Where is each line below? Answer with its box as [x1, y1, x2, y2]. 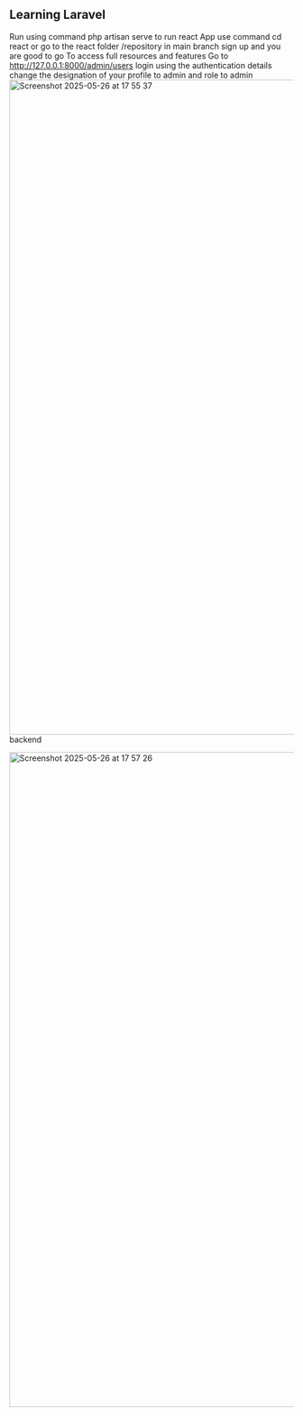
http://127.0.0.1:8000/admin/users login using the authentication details [9, 60, 272, 70]
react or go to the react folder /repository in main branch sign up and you [9, 41, 281, 51]
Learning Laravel [9, 7, 106, 23]
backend [9, 734, 42, 745]
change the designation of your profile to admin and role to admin [9, 69, 253, 80]
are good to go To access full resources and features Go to [9, 50, 229, 61]
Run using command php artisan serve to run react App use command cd [9, 31, 282, 42]
